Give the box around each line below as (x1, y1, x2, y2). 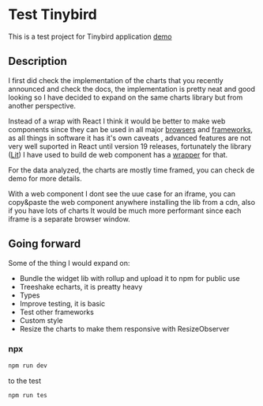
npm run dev (8, 362, 47, 370)
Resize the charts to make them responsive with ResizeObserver (19, 324, 230, 333)
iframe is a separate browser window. (8, 214, 130, 223)
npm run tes (8, 391, 47, 399)
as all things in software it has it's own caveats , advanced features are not (8, 133, 251, 142)
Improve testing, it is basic (19, 298, 106, 308)
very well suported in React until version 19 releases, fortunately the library (8, 141, 252, 151)
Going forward (8, 237, 81, 251)
